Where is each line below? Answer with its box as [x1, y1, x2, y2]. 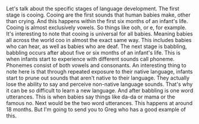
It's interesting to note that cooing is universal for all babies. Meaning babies [6, 30, 193, 37]
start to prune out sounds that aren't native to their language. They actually [6, 74, 190, 81]
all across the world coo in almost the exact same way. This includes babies [6, 37, 192, 43]
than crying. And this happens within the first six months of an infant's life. [6, 18, 188, 24]
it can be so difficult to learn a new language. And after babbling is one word [6, 87, 194, 94]
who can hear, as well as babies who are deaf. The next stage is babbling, [6, 43, 187, 50]
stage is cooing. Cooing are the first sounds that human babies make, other [6, 11, 191, 18]
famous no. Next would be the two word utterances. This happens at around [6, 100, 193, 106]
